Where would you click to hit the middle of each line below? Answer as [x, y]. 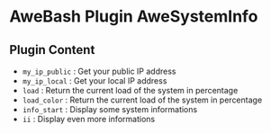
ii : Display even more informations [89, 119]
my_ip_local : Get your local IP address [95, 81]
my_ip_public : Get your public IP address [99, 71]
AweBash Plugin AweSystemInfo [134, 17]
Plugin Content [52, 50]
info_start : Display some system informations [110, 109]
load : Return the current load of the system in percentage [130, 90]
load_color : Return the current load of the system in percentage [142, 100]
